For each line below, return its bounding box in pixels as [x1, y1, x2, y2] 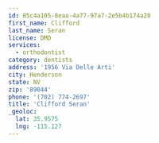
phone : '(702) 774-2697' [8, 93, 91, 101]
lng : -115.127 [15, 122, 62, 130]
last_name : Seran [8, 26, 66, 34]
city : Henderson [8, 71, 62, 79]
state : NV [8, 78, 41, 86]
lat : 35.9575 [15, 115, 59, 123]
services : [8, 41, 41, 49]
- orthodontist [15, 48, 66, 56]
